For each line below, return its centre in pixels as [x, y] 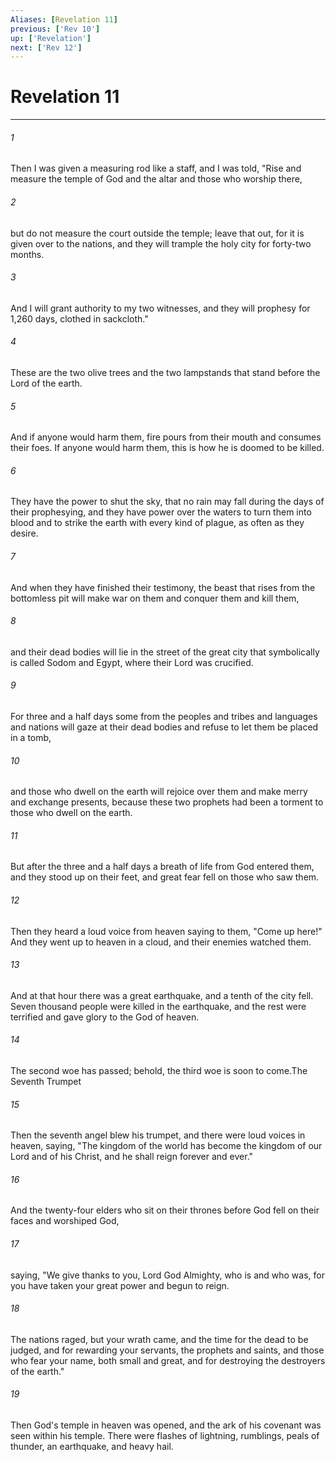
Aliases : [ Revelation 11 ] [64, 19]
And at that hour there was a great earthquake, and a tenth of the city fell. [162, 995]
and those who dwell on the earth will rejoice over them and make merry [159, 792]
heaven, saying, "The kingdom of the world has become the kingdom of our [166, 1146]
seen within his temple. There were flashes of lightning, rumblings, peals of [165, 1436]
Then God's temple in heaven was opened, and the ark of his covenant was [166, 1425]
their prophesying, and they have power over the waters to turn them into [161, 512]
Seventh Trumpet [46, 1082]
